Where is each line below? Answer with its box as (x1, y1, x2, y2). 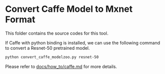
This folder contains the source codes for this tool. (5, 30, 108, 36)
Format (5, 14, 36, 25)
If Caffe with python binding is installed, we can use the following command (5, 39, 161, 45)
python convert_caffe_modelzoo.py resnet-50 (5, 54, 99, 60)
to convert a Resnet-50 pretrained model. (5, 45, 90, 51)
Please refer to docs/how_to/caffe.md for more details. (5, 63, 117, 70)
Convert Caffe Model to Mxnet (5, 3, 133, 15)
